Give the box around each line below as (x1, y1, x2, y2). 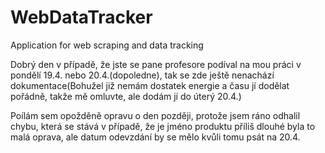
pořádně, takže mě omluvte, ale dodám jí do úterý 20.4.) (10, 90, 242, 102)
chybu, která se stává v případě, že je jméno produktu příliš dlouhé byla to (10, 120, 316, 132)
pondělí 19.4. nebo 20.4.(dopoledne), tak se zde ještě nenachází (10, 69, 275, 81)
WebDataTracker (10, 6, 153, 29)
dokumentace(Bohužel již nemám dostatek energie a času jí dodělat (10, 79, 290, 91)
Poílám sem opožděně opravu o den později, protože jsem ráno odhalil (10, 109, 301, 121)
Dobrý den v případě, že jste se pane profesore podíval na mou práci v (10, 58, 302, 70)
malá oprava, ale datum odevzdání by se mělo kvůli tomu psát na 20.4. (10, 131, 301, 143)
